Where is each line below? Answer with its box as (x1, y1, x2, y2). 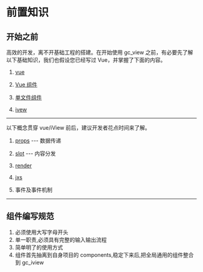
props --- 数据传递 (14, 137, 62, 144)
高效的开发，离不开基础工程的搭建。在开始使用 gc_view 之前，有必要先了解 (6, 49, 193, 56)
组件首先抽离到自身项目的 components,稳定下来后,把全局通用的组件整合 (14, 251, 194, 258)
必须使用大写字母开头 (14, 228, 68, 236)
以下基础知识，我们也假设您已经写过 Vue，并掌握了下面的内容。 (6, 56, 166, 64)
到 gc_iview (14, 259, 44, 266)
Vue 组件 (14, 81, 37, 88)
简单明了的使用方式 (14, 244, 63, 251)
